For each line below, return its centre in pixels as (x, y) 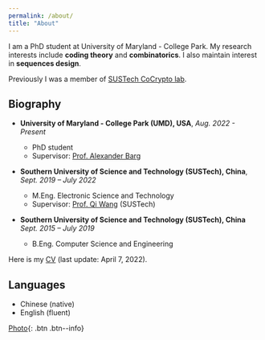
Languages (37, 285)
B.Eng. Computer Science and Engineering (103, 244)
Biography (35, 104)
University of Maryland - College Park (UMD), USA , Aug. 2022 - (127, 123)
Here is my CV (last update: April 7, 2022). (78, 260)
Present (33, 132)
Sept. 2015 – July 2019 (57, 228)
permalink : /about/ (41, 16)
